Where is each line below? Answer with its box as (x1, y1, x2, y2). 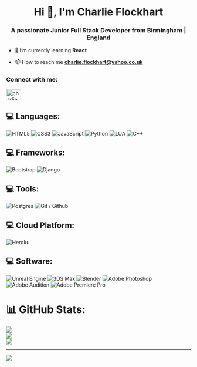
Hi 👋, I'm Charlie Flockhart (33, 5, 164, 19)
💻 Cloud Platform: (6, 220, 75, 230)
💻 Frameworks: (6, 147, 66, 157)
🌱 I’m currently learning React (14, 47, 87, 54)
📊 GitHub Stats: (6, 303, 86, 317)
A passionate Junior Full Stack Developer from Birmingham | (11, 26, 186, 35)
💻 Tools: (6, 184, 39, 194)
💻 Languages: (6, 112, 60, 122)
